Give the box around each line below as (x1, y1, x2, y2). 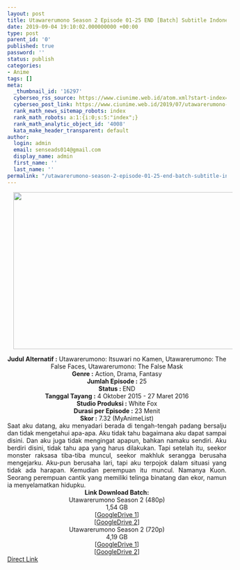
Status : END (98, 384, 136, 393)
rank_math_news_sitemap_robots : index (13, 107, 127, 114)
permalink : (7, 172, 39, 179)
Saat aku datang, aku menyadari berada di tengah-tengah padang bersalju (7, 421, 227, 430)
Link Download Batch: (84, 488, 150, 496)
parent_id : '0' (7, 36, 51, 43)
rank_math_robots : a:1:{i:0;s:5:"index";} (13, 114, 138, 121)
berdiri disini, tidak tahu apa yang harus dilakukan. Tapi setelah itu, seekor (7, 444, 227, 452)
